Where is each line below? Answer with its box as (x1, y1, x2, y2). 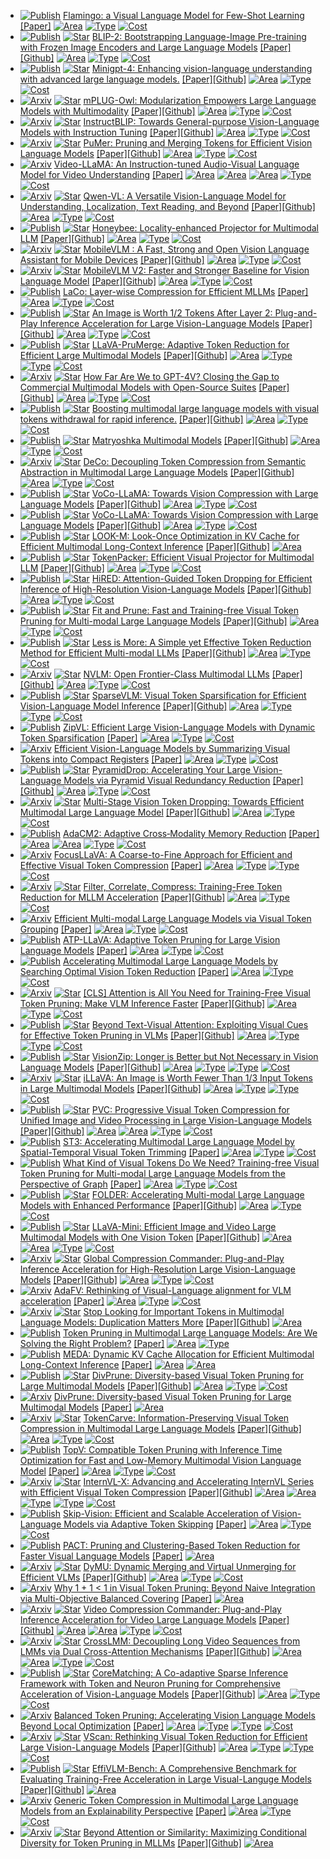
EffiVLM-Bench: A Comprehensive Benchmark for (91, 1763, 297, 1774)
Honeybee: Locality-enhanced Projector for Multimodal (91, 222, 319, 234)
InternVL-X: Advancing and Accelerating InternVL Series (83, 1476, 315, 1487)
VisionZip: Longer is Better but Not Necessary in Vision (91, 1051, 319, 1062)
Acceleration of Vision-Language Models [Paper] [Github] (19, 1688, 256, 1700)
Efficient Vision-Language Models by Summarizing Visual (53, 743, 291, 754)
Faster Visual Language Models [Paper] (19, 1550, 183, 1562)
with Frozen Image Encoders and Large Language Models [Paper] (19, 41, 292, 53)
